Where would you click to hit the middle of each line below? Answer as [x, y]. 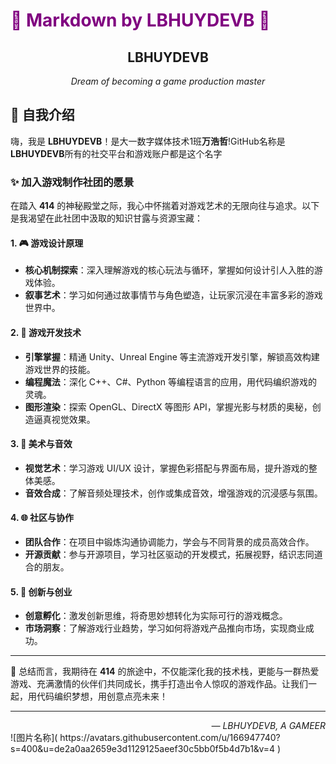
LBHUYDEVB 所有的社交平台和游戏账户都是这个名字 [116, 153]
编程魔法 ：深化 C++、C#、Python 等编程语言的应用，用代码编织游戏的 [171, 381]
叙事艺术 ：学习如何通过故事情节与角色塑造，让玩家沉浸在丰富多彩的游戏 [173, 295]
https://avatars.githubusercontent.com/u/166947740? [170, 738]
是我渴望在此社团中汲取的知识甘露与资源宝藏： [106, 218]
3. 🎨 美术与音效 [41, 444]
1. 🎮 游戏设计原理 [47, 243]
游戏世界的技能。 [60, 369]
